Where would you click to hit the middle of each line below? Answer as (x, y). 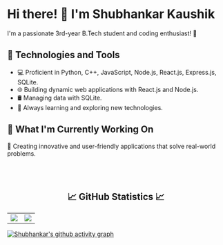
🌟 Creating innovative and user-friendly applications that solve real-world (111, 146)
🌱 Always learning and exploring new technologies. (90, 107)
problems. (21, 153)
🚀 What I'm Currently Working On (80, 130)
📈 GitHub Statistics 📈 (116, 197)
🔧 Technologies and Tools (64, 55)
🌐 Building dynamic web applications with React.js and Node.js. (108, 89)
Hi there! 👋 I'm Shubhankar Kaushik (111, 14)
